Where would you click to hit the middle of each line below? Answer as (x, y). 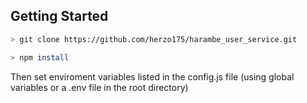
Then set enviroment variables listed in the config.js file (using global (152, 76)
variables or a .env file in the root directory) (99, 87)
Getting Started (59, 16)
